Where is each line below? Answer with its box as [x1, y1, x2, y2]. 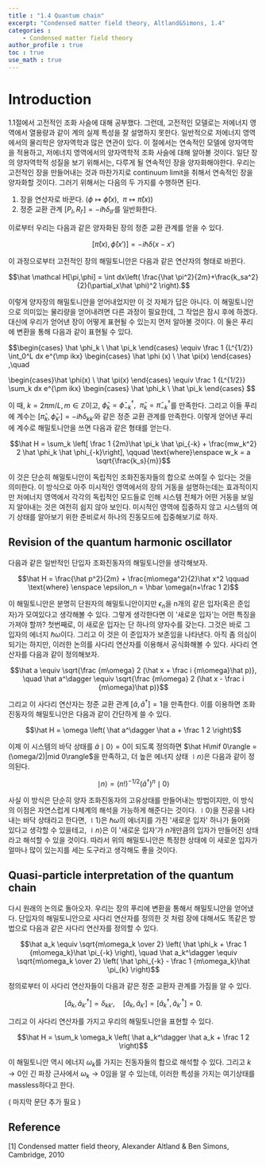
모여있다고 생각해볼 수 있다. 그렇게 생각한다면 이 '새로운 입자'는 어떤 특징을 [25, 610, 256, 620]
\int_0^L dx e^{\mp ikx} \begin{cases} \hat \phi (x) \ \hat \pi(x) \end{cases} [8, 351, 252, 361]
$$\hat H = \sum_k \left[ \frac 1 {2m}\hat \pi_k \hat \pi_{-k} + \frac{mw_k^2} [10, 439, 257, 448]
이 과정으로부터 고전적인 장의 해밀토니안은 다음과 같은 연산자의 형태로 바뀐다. [8, 256, 246, 265]
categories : [8, 26, 52, 34]
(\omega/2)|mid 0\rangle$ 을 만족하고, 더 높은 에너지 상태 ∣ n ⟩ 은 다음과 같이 [8, 752, 247, 762]
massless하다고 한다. [8, 1080, 75, 1090]
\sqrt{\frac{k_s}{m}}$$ [96, 456, 171, 465]
